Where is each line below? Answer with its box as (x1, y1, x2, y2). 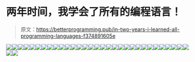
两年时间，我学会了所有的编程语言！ (6, 5, 182, 19)
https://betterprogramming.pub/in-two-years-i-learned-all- (36, 26, 180, 33)
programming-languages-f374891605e (20, 32, 116, 39)
